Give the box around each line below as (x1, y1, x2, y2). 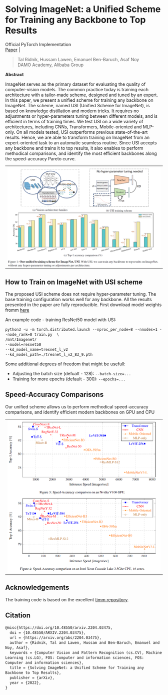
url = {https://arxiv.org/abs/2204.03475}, (9, 635, 101, 640)
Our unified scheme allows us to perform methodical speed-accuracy (5, 403, 148, 409)
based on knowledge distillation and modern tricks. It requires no (5, 108, 139, 114)
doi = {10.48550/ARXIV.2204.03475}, (9, 630, 86, 635)
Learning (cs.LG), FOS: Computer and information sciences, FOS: (5, 655, 144, 660)
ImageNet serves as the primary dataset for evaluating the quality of (5, 81, 146, 87)
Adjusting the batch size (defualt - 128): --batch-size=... (12, 371, 131, 377)
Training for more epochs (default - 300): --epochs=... (12, 376, 126, 382)
